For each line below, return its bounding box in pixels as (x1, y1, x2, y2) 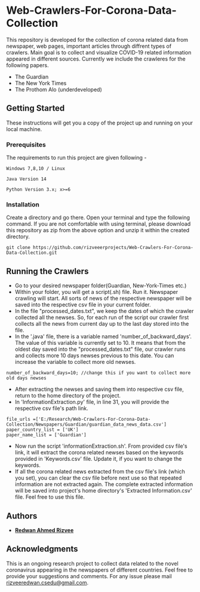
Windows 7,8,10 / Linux (6, 166, 66, 172)
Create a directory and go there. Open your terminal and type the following (6, 214, 190, 221)
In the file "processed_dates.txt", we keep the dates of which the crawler (14, 308, 194, 315)
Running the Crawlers (6, 266, 89, 276)
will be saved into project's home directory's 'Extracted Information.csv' (14, 487, 192, 494)
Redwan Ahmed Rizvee (14, 526, 74, 533)
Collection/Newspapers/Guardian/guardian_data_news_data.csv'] (6, 421, 167, 428)
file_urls (6, 417, 31, 423)
